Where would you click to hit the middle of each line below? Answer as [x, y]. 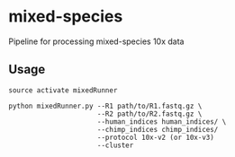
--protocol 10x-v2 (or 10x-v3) [156, 137]
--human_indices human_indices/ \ [162, 122]
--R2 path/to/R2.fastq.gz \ [149, 114]
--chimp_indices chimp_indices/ [158, 129]
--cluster [115, 145]
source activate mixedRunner [63, 90]
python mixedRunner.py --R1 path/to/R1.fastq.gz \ [105, 106]
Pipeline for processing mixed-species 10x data [96, 41]
